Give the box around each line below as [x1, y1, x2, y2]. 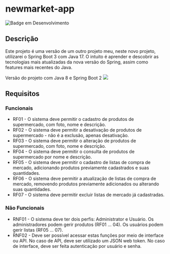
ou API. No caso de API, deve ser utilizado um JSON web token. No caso [12, 237, 165, 244]
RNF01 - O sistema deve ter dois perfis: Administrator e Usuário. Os [12, 216, 154, 222]
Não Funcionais [5, 204, 45, 211]
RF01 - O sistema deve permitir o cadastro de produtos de [12, 116, 134, 122]
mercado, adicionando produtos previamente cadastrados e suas [12, 165, 149, 171]
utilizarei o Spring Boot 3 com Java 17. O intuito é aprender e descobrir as [5, 53, 159, 59]
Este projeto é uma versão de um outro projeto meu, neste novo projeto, [5, 48, 156, 54]
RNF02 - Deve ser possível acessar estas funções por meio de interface [12, 232, 164, 238]
